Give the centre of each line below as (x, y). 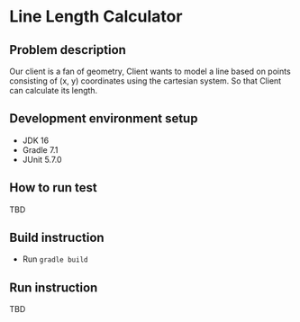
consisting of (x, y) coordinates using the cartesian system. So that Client (145, 81)
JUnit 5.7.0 (42, 159)
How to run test (53, 188)
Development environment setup (104, 119)
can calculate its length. (54, 90)
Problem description (68, 50)
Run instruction (54, 287)
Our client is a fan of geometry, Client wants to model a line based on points (150, 71)
